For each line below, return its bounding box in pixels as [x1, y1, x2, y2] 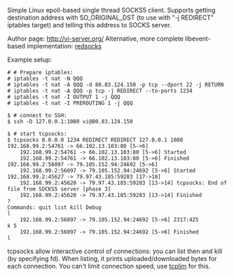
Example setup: [7, 55, 53, 64]
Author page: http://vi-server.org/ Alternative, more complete [7, 34, 184, 43]
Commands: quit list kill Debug [7, 204, 102, 211]
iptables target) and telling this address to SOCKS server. [7, 21, 172, 29]
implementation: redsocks [27, 42, 102, 50]
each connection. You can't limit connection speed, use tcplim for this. [7, 262, 211, 270]
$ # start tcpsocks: [7, 130, 68, 137]
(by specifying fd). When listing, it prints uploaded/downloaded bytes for [7, 255, 217, 262]
